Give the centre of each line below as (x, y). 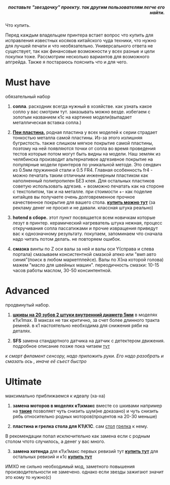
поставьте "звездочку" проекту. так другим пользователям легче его (87, 7)
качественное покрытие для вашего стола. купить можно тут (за (84, 202)
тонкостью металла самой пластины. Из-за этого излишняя (77, 137)
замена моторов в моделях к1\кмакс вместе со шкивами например (87, 405)
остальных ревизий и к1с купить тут (52, 457)
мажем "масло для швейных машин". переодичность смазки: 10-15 (86, 265)
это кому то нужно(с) (28, 477)
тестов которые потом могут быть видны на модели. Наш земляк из (87, 154)
